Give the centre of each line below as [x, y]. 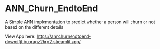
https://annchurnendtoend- [64, 36]
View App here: [20, 36]
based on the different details [34, 27]
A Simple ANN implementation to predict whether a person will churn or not [80, 22]
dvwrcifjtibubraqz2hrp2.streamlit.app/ [43, 41]
